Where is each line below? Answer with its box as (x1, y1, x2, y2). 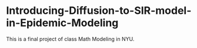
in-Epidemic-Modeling (6, 16, 119, 29)
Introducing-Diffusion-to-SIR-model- (6, 4, 192, 17)
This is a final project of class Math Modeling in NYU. (6, 35, 135, 42)
